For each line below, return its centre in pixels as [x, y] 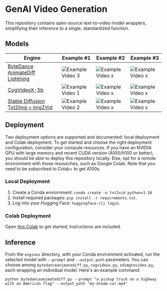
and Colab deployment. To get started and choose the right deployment [79, 142]
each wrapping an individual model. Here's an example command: [73, 270]
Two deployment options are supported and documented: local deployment [83, 137]
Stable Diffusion [26, 101]
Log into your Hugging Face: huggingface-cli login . [66, 203]
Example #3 [145, 58]
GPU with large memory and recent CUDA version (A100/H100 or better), [80, 153]
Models [17, 44]
